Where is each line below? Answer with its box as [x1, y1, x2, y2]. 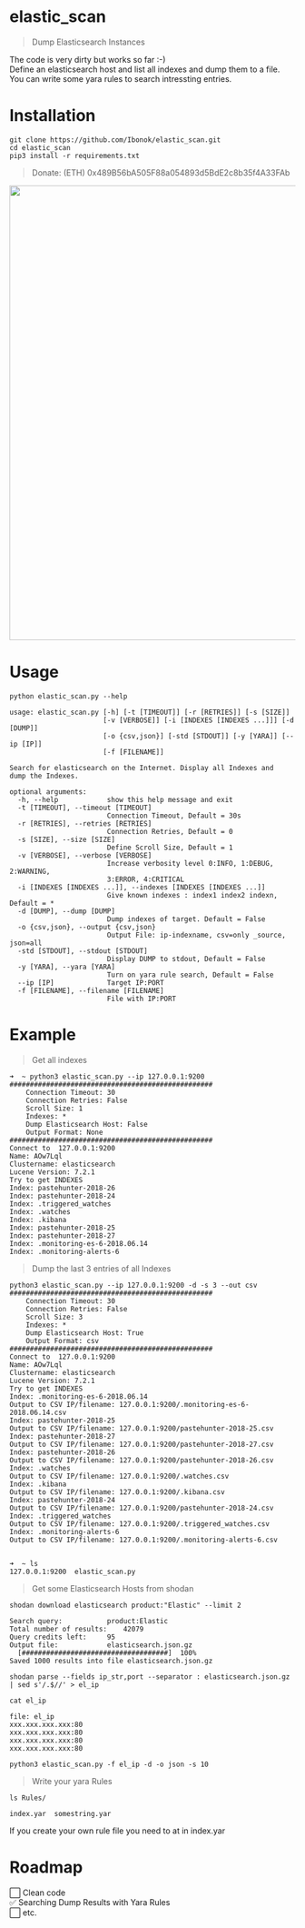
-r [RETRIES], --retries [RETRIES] [17, 818, 152, 828]
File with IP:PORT [106, 994, 177, 1003]
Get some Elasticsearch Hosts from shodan [31, 1582, 194, 1593]
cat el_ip [9, 1696, 47, 1705]
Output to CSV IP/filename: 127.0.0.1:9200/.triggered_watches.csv [9, 1519, 271, 1529]
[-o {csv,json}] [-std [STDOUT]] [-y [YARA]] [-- [103, 731, 295, 740]
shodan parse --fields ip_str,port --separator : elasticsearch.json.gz [9, 1672, 290, 1682]
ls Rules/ [9, 1793, 47, 1802]
